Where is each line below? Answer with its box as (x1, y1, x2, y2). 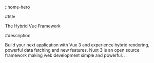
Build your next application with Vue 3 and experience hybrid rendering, (5, 42, 150, 48)
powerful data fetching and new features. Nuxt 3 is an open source (5, 47, 140, 53)
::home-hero (5, 4, 30, 10)
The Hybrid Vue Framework (5, 23, 61, 29)
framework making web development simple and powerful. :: (5, 52, 127, 58)
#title (5, 14, 16, 19)
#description (5, 33, 31, 38)
